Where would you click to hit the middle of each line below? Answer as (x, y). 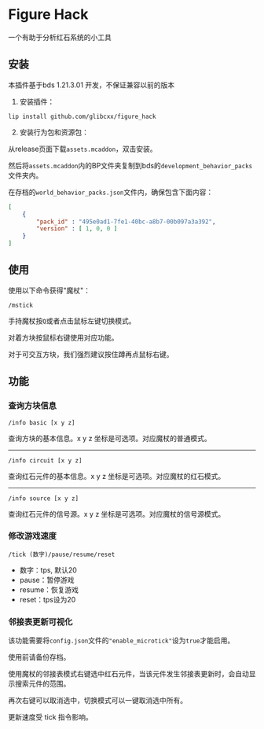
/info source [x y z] (44, 498)
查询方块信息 (33, 406)
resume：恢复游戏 (49, 589)
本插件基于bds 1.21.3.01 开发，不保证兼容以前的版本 (92, 85)
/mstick (21, 305)
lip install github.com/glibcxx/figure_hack (82, 116)
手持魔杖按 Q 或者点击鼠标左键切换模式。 (72, 321)
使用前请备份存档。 (39, 657)
